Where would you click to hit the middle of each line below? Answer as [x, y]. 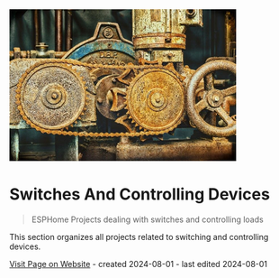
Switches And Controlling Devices [139, 194]
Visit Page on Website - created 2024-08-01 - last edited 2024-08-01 [139, 264]
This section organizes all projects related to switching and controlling [139, 236]
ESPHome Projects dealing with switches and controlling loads [147, 219]
